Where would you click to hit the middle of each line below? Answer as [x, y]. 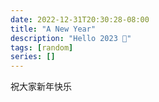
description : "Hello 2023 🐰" [71, 38]
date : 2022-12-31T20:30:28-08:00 [80, 19]
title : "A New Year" [53, 29]
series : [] [33, 57]
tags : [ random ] [42, 47]
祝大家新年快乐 [41, 87]
